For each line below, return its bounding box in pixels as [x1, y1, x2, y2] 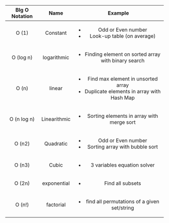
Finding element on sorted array [84, 51, 161, 57]
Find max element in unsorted [87, 76, 158, 82]
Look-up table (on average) [90, 33, 156, 39]
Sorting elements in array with [87, 113, 158, 119]
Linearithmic [41, 116, 71, 122]
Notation [11, 13, 33, 20]
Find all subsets [104, 180, 141, 187]
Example [108, 10, 129, 17]
